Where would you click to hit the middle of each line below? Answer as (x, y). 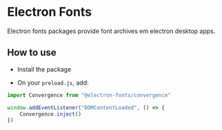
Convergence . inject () (50, 114)
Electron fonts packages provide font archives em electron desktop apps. (111, 31)
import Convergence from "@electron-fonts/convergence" (89, 95)
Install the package (44, 69)
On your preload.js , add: (53, 83)
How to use (32, 53)
